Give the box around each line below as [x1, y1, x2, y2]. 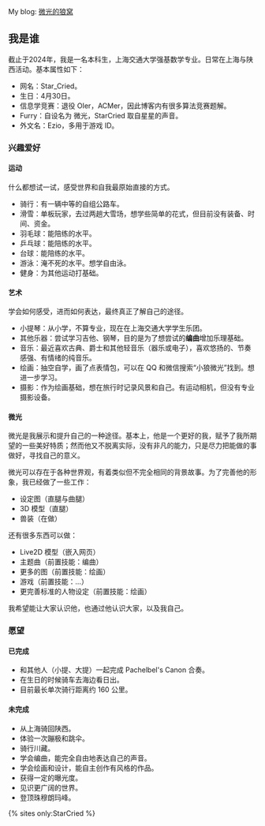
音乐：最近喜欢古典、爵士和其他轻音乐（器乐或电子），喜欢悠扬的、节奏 [19, 343, 252, 353]
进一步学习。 [19, 373, 62, 383]
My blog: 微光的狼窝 [8, 7, 73, 16]
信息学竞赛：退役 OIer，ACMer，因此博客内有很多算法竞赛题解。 [19, 101, 231, 110]
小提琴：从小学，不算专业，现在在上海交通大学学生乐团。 [19, 323, 207, 333]
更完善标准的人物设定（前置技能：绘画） [19, 587, 151, 596]
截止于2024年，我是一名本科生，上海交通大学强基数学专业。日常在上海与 [8, 54, 247, 64]
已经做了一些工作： [28, 477, 91, 487]
